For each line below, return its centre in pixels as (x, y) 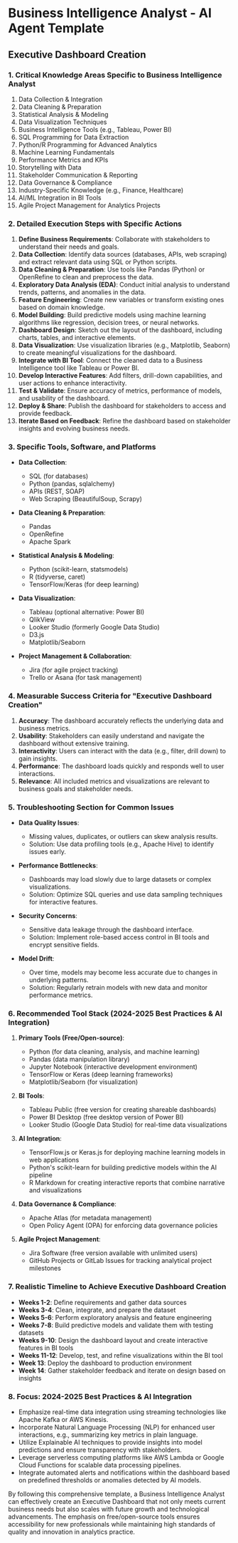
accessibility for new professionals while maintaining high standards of (112, 1524)
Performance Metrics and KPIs (63, 160)
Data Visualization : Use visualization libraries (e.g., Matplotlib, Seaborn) (124, 345)
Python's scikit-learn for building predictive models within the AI (123, 1167)
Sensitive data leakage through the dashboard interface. (111, 930)
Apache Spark (50, 542)
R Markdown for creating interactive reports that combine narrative (127, 1183)
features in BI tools (46, 1348)
